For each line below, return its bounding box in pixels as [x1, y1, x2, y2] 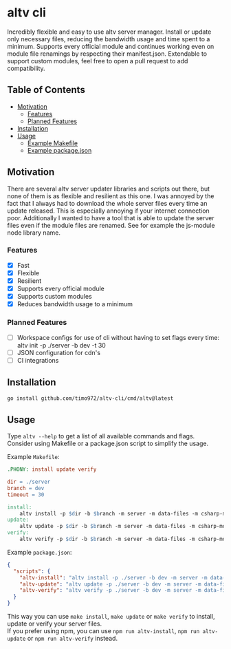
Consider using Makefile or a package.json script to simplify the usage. [7, 439, 208, 448]
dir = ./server [7, 478, 51, 486]
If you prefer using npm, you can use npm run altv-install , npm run [7, 627, 200, 635]
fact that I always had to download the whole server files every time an [7, 199, 208, 207]
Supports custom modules [16, 292, 92, 301]
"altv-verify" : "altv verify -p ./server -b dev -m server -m [19, 587, 201, 594]
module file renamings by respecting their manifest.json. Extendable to [7, 50, 208, 58]
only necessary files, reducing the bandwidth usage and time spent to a [7, 34, 210, 43]
